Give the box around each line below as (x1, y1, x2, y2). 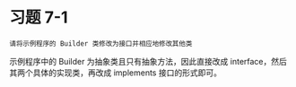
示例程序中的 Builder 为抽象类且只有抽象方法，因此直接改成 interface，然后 (9, 56, 287, 66)
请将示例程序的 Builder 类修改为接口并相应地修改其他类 (9, 39, 193, 48)
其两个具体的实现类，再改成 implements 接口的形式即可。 (9, 67, 222, 78)
